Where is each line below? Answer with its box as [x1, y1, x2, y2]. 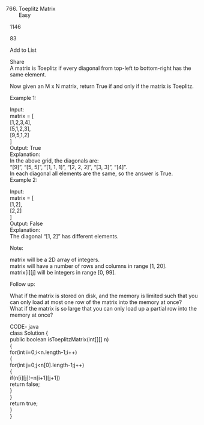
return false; [10, 380, 40, 388]
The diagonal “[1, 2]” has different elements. [10, 233, 119, 240]
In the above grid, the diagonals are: [10, 157, 99, 164]
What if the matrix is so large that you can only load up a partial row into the [10, 305, 197, 312]
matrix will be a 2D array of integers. [10, 256, 100, 263]
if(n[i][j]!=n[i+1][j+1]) [10, 374, 61, 381]
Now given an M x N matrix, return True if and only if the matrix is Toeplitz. [10, 82, 194, 90]
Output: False [10, 220, 43, 227]
